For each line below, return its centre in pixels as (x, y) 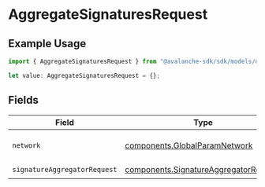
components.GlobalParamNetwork (189, 145)
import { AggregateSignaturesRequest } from (82, 61)
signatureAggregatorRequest (65, 170)
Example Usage (47, 44)
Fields (24, 100)
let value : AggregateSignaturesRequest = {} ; (84, 75)
